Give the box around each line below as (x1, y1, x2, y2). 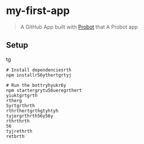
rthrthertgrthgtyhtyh (6, 108, 59, 114)
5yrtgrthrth (6, 103, 35, 108)
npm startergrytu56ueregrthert (6, 87, 82, 93)
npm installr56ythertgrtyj (6, 72, 72, 78)
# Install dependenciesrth (6, 67, 72, 73)
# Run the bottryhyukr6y (6, 82, 66, 88)
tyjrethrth (6, 128, 33, 134)
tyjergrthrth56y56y (6, 113, 54, 119)
